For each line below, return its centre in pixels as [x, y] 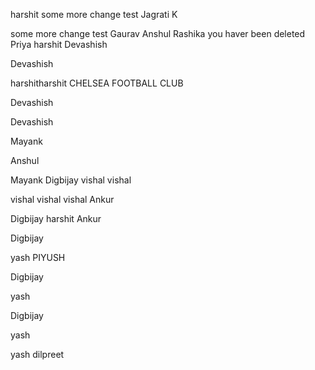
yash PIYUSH [38, 257]
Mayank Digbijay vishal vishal [71, 180]
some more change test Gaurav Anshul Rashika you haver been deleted [158, 33]
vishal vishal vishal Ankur [62, 199]
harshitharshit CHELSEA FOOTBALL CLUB [97, 83]
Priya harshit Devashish [59, 44]
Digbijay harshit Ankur [56, 218]
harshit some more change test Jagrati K [94, 14]
